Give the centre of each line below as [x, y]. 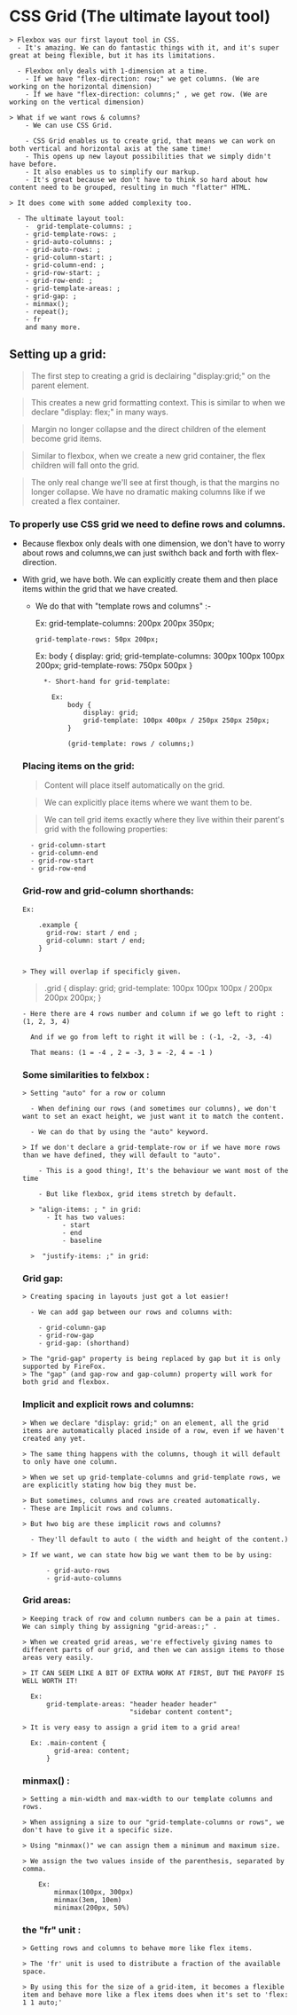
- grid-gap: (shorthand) [84, 1343]
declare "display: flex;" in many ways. [99, 412]
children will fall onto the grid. [85, 465]
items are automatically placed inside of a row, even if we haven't [153, 1430]
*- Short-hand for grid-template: [107, 682]
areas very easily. [58, 1657]
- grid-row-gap [66, 1336]
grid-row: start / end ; [92, 933]
